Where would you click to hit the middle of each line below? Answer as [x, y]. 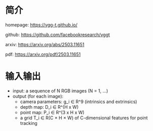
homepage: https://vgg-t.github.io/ [41, 25]
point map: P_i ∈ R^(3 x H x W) [52, 112]
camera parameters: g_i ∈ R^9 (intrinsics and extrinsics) [79, 102]
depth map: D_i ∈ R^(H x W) [49, 107]
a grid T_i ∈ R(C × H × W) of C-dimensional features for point [84, 118]
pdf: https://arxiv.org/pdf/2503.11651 [43, 54]
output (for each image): [38, 96]
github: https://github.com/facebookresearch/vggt [58, 35]
